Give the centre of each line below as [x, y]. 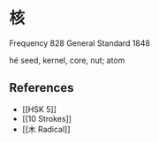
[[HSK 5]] [39, 109]
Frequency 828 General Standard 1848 [79, 43]
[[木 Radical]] [46, 129]
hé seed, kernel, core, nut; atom [67, 60]
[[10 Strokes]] [47, 118]
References [42, 88]
